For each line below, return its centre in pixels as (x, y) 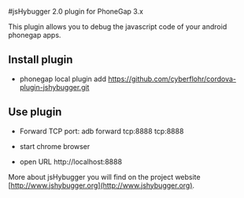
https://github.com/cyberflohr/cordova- (172, 79)
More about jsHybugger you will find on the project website (104, 177)
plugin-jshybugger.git (54, 87)
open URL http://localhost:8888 (71, 162)
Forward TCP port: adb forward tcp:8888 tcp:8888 (102, 131)
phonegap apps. (35, 35)
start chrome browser (55, 146)
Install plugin (41, 60)
